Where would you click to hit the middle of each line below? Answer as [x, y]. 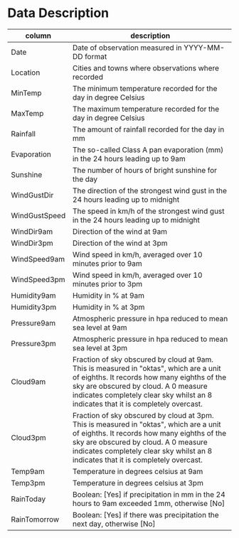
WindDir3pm [32, 243]
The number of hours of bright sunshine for [145, 170]
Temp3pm [28, 483]
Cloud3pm [28, 437]
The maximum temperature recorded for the [146, 109]
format [96, 56]
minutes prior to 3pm [107, 284]
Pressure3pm [33, 343]
